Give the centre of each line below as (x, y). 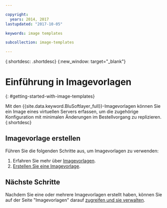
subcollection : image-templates (40, 42)
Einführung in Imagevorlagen (68, 82)
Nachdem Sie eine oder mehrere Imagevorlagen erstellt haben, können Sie (84, 194)
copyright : (17, 14)
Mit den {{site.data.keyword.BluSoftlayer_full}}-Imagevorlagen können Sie (83, 106)
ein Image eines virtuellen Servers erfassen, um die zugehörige (72, 112)
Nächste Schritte (33, 182)
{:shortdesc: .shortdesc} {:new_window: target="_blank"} (66, 61)
